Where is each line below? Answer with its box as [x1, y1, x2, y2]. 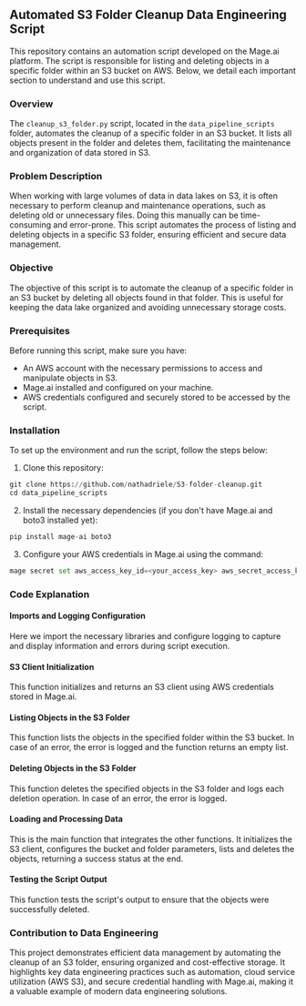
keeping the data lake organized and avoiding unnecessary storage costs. [9, 301, 287, 312]
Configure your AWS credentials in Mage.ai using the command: [22, 548, 264, 559]
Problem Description [9, 170, 103, 183]
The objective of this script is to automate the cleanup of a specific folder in [9, 282, 294, 293]
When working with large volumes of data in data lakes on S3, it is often [9, 190, 278, 201]
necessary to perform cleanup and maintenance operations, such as [9, 200, 266, 211]
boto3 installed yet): [22, 514, 98, 526]
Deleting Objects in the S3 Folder [9, 762, 137, 773]
